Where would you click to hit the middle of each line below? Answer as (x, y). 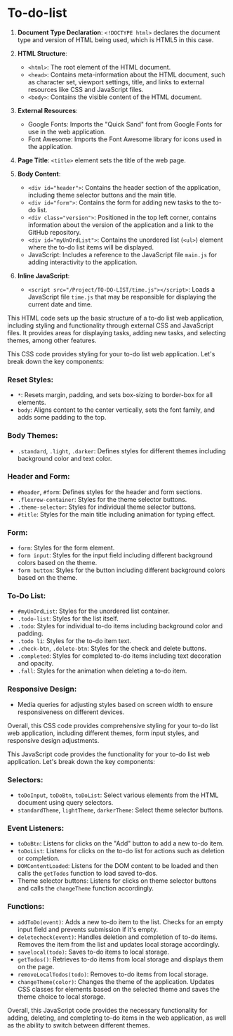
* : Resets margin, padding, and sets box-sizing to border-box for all (115, 395)
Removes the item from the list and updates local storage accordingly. (118, 944)
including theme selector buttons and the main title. (102, 195)
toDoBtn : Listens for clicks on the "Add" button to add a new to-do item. (121, 843)
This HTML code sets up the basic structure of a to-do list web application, (116, 318)
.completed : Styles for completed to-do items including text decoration (119, 656)
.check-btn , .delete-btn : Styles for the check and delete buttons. (112, 649)
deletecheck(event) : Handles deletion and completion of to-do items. (117, 937)
